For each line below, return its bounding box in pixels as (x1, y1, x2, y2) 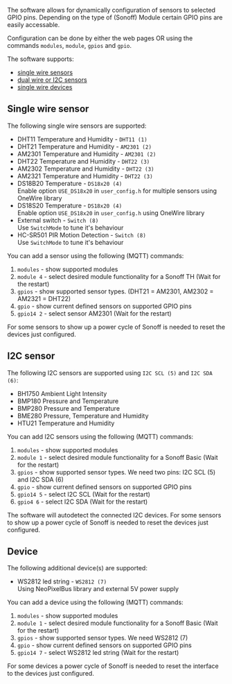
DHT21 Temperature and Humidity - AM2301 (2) (17, 142, 152, 151)
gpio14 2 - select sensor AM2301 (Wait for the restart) (17, 309, 172, 318)
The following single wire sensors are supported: (7, 121, 147, 130)
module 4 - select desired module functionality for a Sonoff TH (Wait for (17, 272, 221, 280)
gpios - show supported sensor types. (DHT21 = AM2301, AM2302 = (17, 287, 214, 296)
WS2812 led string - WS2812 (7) (17, 577, 107, 585)
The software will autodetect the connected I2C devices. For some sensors (7, 511, 222, 519)
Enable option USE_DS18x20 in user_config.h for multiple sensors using (17, 187, 217, 195)
